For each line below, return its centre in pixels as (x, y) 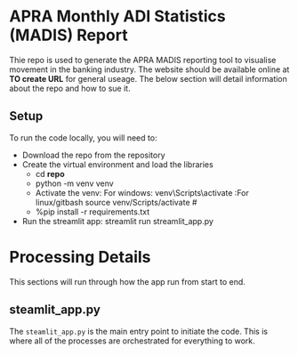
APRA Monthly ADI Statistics (117, 16)
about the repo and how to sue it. (70, 88)
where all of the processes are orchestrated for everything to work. (132, 341)
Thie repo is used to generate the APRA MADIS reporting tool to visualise (143, 60)
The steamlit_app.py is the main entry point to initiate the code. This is (139, 331)
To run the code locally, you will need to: (83, 137)
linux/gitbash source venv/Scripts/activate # (116, 202)
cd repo (50, 173)
